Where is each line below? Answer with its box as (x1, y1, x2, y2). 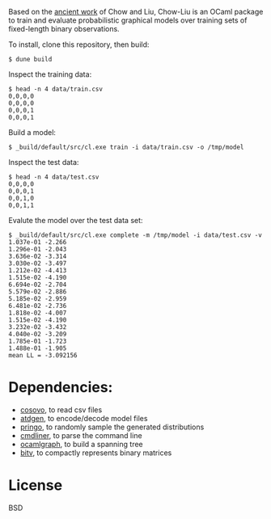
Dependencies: (8, 378, 113, 397)
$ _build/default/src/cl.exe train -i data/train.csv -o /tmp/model (8, 143, 244, 151)
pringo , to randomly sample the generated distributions (19, 422, 205, 432)
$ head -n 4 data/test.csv (8, 173, 100, 181)
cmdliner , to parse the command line (19, 430, 143, 440)
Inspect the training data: (8, 70, 92, 79)
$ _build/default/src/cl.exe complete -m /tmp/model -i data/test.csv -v (8, 231, 263, 239)
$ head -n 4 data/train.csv (8, 85, 104, 93)
